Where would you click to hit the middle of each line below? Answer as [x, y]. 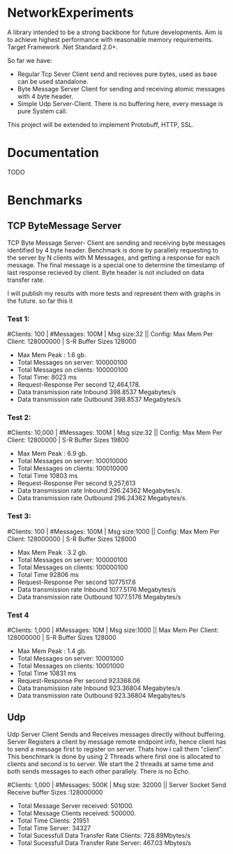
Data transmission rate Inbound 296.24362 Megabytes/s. [100, 490]
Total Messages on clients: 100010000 [73, 468]
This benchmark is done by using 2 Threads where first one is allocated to [114, 756]
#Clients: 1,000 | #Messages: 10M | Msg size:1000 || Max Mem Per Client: [113, 630]
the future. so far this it [40, 301]
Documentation [53, 153]
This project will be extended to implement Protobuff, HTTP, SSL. [100, 124]
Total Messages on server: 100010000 [72, 461]
